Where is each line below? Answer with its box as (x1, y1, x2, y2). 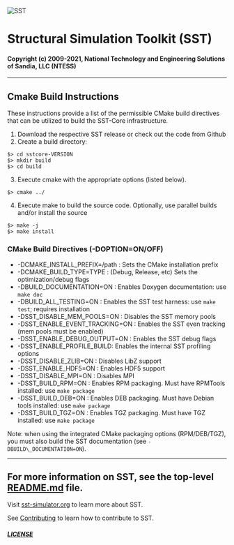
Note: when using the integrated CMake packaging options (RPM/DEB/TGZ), (7, 429, 226, 438)
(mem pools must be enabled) (17, 327, 104, 335)
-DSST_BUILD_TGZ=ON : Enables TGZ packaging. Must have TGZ (17, 408, 206, 417)
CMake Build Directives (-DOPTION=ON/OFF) (7, 244, 164, 254)
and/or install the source (17, 209, 88, 217)
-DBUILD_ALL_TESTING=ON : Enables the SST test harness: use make (17, 297, 216, 306)
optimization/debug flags (17, 275, 90, 283)
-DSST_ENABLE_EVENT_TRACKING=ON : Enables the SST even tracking (17, 320, 226, 328)
